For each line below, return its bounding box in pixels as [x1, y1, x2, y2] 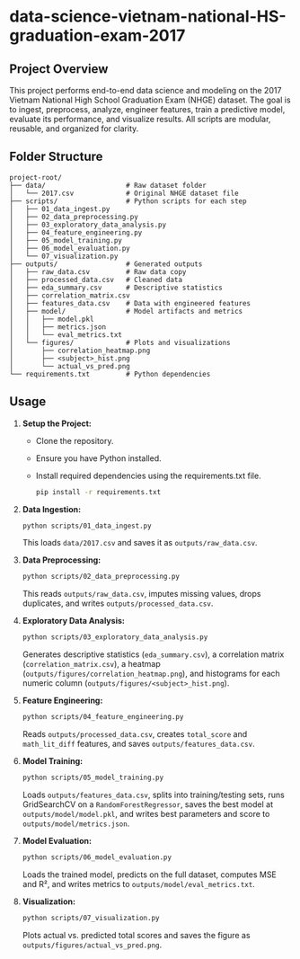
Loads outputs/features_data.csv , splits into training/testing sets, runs [22, 789, 285, 800]
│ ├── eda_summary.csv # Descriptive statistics [9, 283, 223, 292]
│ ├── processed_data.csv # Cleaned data [9, 275, 182, 284]
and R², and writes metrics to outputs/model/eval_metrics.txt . [22, 878, 256, 889]
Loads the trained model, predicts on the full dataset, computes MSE [22, 869, 277, 880]
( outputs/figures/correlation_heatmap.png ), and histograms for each [22, 668, 280, 679]
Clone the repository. [35, 435, 114, 446]
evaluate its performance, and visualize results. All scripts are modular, [9, 114, 271, 124]
